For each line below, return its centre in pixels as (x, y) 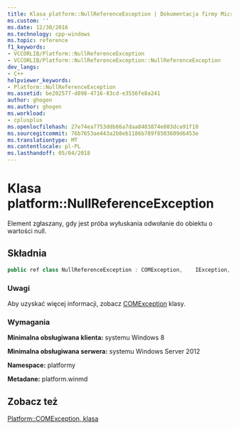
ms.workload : (27, 113)
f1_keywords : (27, 47)
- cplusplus (25, 120)
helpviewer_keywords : (39, 80)
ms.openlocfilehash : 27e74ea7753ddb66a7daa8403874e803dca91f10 (103, 127)
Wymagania (29, 322)
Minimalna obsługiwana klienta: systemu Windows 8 (86, 338)
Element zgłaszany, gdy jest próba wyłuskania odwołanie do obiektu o (110, 223)
